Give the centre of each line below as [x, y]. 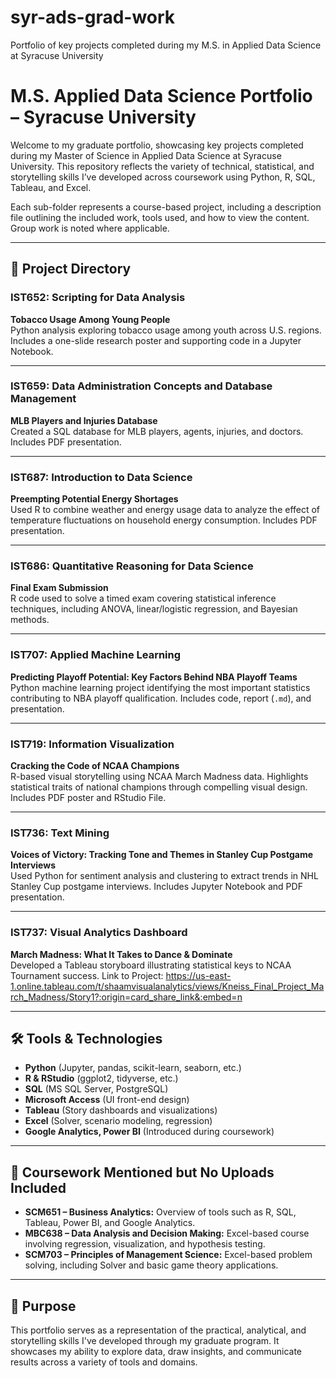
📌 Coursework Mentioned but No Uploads [142, 1172]
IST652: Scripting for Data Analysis [98, 298]
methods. [30, 620]
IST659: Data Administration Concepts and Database [141, 386]
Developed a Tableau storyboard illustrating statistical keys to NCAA [151, 965]
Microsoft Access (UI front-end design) [107, 1100]
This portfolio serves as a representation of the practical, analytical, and [158, 1330]
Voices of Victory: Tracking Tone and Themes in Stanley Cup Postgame [161, 855]
